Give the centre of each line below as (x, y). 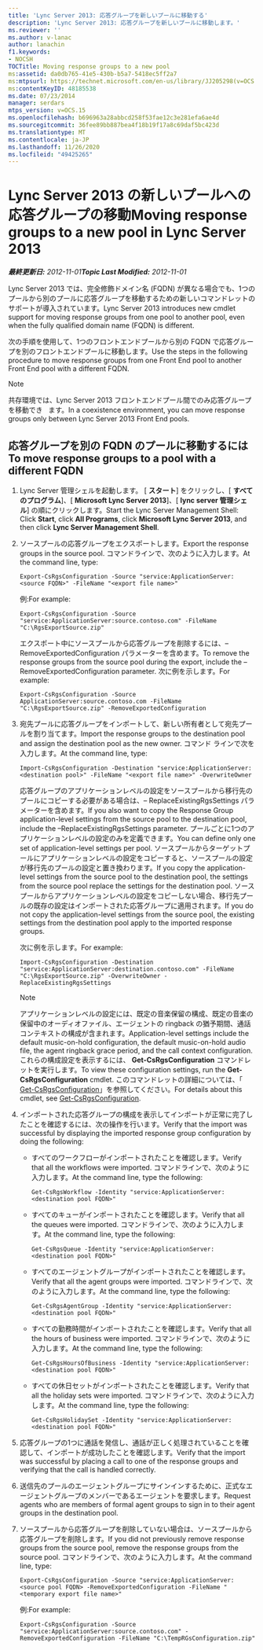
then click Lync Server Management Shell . (89, 527)
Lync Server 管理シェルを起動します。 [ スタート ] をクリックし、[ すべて (136, 491)
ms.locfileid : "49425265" (50, 154)
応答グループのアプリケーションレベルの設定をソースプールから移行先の (136, 790)
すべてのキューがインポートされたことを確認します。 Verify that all (138, 1215)
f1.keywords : (29, 52)
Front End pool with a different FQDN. (69, 369)
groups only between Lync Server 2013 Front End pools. (99, 419)
